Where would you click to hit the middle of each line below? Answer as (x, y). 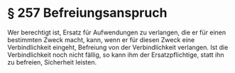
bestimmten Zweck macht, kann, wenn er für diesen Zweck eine (101, 39)
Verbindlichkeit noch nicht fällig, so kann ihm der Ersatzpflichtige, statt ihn (116, 55)
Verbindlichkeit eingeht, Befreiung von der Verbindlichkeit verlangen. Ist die (118, 47)
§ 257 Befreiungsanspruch (87, 13)
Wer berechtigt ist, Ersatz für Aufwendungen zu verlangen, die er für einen (117, 32)
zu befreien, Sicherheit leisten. (52, 62)
